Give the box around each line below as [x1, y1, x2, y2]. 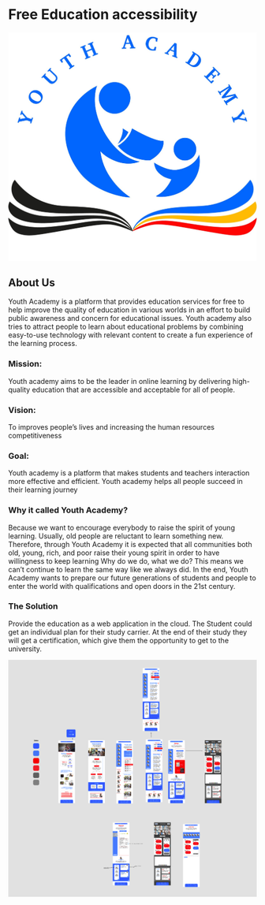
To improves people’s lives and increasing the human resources [8, 422, 215, 431]
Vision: [8, 404, 36, 415]
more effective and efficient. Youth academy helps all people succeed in [8, 477, 243, 486]
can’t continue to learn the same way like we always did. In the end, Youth [8, 564, 248, 574]
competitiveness [8, 430, 62, 440]
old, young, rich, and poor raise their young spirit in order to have [8, 548, 220, 557]
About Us [8, 276, 55, 289]
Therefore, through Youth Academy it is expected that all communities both [8, 539, 252, 549]
